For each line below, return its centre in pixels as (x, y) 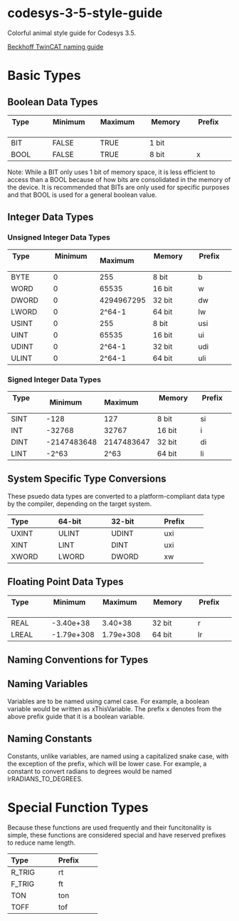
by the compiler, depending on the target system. (80, 504)
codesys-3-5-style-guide (85, 13)
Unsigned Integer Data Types (59, 238)
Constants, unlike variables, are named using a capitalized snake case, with (118, 756)
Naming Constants (50, 739)
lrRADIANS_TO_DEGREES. (45, 778)
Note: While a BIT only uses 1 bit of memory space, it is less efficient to (111, 172)
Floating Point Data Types (65, 582)
